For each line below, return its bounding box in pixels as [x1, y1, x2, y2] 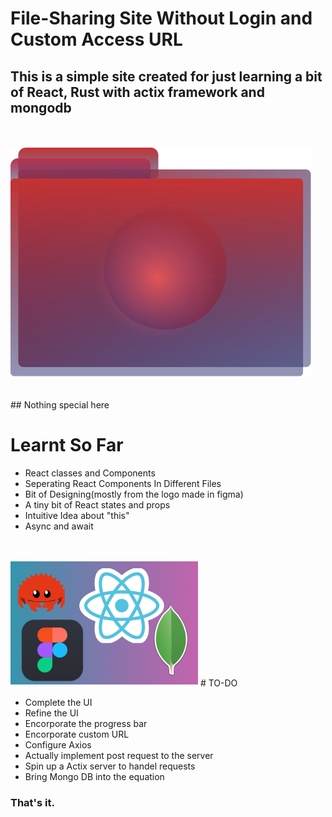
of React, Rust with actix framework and [10, 83, 265, 101]
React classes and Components [24, 467, 156, 479]
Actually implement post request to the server [24, 749, 214, 761]
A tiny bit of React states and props [24, 498, 171, 511]
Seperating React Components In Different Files [24, 477, 222, 489]
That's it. [10, 795, 55, 809]
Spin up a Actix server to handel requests [24, 760, 196, 772]
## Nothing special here [10, 399, 110, 411]
